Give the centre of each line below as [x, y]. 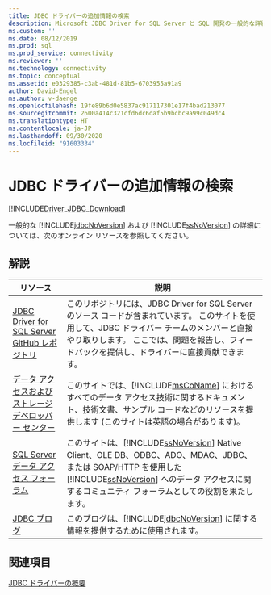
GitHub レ [31, 343]
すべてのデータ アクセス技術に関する [136, 398]
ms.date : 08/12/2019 [43, 38]
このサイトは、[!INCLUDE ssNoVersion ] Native [154, 443]
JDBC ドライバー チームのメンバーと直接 [175, 328]
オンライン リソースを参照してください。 [125, 236]
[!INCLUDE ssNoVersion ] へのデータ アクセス [151, 480]
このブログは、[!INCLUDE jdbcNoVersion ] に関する [162, 519]
